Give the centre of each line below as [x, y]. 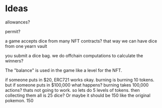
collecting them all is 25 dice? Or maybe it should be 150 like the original [78, 95]
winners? [14, 61]
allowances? [18, 22]
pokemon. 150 [19, 100]
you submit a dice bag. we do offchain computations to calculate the [74, 55]
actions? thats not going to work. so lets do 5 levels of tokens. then [73, 90]
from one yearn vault [26, 46]
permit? [13, 31]
